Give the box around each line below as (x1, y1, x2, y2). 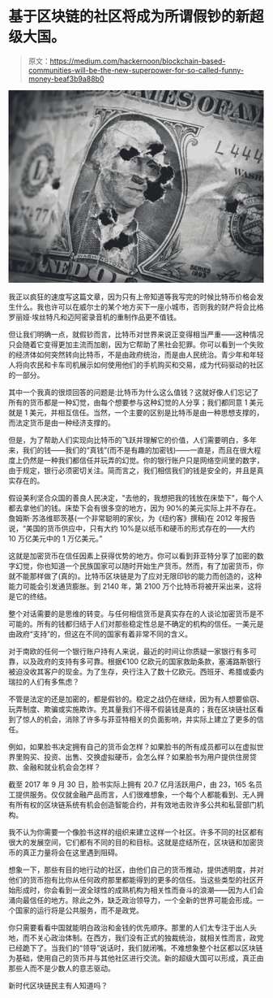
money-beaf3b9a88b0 (28, 74, 105, 84)
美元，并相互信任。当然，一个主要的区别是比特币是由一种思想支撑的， (29, 407, 264, 417)
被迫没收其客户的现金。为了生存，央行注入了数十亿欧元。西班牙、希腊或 (8, 666, 250, 676)
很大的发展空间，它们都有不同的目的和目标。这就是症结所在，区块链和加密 (8, 837, 257, 847)
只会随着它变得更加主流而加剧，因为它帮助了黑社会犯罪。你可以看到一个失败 (8, 339, 264, 349)
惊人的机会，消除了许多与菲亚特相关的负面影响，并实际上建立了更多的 (22, 714, 257, 724)
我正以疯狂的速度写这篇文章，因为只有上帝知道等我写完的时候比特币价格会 (8, 292, 257, 302)
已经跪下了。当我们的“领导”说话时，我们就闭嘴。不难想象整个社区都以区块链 (8, 943, 263, 952)
